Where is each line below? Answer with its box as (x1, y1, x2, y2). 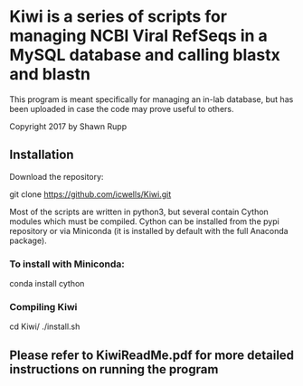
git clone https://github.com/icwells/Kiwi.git (9, 188, 172, 200)
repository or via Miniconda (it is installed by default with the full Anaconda (9, 225, 289, 236)
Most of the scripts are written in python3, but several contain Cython (9, 206, 269, 217)
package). (9, 235, 47, 246)
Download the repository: (9, 171, 104, 182)
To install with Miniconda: (9, 258, 125, 270)
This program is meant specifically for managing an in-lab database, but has (9, 93, 294, 105)
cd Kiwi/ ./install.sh (9, 321, 80, 332)
